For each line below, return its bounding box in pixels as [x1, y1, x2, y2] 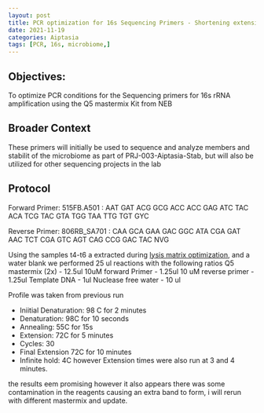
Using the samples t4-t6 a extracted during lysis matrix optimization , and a [8, 250, 250, 259]
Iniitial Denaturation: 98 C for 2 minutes [19, 305, 147, 315]
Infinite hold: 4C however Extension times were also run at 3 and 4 [19, 355, 236, 365]
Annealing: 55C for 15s [19, 322, 93, 331]
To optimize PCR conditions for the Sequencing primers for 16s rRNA [8, 90, 231, 100]
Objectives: [8, 70, 66, 83]
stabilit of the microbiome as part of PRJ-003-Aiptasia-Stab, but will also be [8, 151, 254, 160]
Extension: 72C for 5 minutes [19, 331, 114, 340]
